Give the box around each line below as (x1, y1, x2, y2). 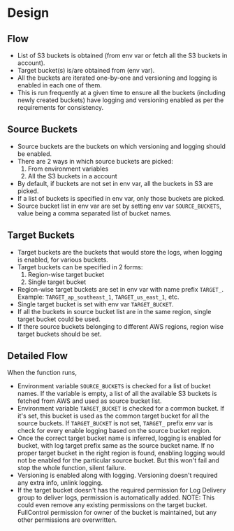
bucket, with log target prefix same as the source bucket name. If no (17, 441, 214, 450)
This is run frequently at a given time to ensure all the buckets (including (17, 89, 226, 97)
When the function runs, (7, 369, 77, 377)
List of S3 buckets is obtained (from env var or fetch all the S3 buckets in (17, 51, 228, 59)
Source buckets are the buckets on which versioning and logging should (17, 142, 226, 150)
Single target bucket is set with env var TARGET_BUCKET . (17, 299, 174, 309)
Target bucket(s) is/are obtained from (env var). (17, 66, 155, 74)
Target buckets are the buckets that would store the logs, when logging (17, 248, 223, 256)
